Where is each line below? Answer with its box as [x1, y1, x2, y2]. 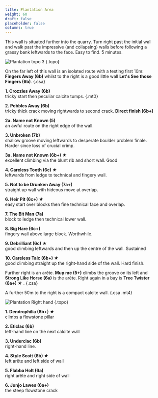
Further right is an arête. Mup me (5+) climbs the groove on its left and [5, 270, 148, 276]
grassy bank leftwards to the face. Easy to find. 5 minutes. [5, 50, 123, 55]
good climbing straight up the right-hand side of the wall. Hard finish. [5, 260, 145, 266]
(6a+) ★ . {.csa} [5, 280, 38, 286]
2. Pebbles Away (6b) [5, 103, 50, 109]
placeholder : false [5, 21, 45, 26]
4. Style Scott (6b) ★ [5, 353, 49, 359]
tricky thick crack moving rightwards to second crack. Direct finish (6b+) [5, 108, 154, 114]
